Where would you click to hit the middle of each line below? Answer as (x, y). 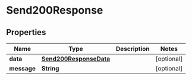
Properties (26, 32)
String (50, 68)
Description (133, 49)
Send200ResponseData (76, 59)
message (22, 68)
